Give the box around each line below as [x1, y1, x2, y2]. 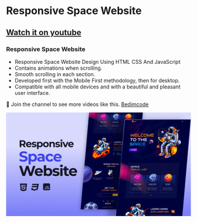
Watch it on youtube [6, 28, 81, 37]
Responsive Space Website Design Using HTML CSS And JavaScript [14, 58, 181, 65]
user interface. [14, 89, 50, 96]
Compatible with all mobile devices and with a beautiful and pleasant [14, 83, 181, 90]
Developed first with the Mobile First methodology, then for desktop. [14, 77, 180, 84]
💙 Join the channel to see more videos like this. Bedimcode [6, 101, 149, 108]
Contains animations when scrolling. [14, 64, 103, 71]
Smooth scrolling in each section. [14, 70, 96, 77]
